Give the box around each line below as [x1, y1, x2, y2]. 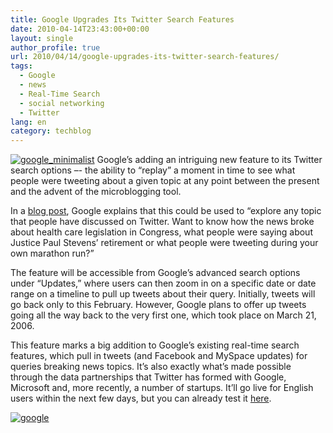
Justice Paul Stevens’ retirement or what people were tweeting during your [10, 237, 319, 249]
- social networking [19, 98, 105, 108]
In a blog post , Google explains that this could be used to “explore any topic [10, 205, 322, 217]
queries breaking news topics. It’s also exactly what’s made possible [10, 361, 292, 373]
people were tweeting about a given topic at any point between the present [10, 175, 320, 187]
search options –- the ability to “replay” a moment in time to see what [10, 164, 296, 176]
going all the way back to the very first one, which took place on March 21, [10, 309, 317, 321]
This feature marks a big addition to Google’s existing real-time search [10, 339, 300, 351]
